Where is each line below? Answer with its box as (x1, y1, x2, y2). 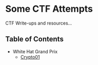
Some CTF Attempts (5, 3, 93, 15)
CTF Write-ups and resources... (5, 20, 72, 26)
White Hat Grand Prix (12, 48, 58, 54)
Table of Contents (5, 35, 64, 44)
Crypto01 (20, 54, 40, 60)
